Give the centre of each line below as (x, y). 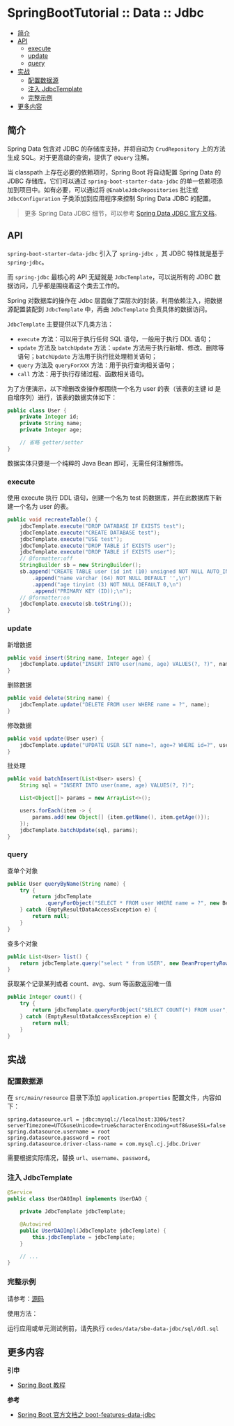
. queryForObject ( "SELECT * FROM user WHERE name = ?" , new (132, 903)
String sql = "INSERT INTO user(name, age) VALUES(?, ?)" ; (107, 786)
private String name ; (51, 424)
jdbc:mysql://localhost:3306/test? (134, 1120)
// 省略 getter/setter (52, 443)
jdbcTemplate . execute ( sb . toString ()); (76, 604)
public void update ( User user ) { (56, 738)
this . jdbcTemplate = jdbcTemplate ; (84, 1237)
